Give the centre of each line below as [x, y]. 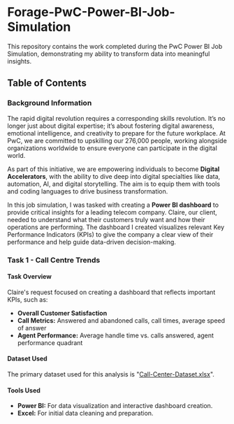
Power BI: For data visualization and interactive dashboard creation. [115, 406]
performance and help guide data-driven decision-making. [92, 242]
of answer [32, 328]
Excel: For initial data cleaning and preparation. [85, 414]
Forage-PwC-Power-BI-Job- [92, 12]
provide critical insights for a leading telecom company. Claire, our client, [112, 212]
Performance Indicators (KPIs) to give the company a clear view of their [110, 234]
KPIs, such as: [28, 299]
